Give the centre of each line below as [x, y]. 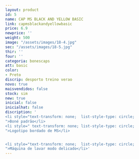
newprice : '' [19, 33]
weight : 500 [17, 38]
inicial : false [21, 103]
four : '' [14, 56]
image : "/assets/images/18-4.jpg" [41, 42]
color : [12, 70]
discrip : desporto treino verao [39, 79]
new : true [15, 98]
